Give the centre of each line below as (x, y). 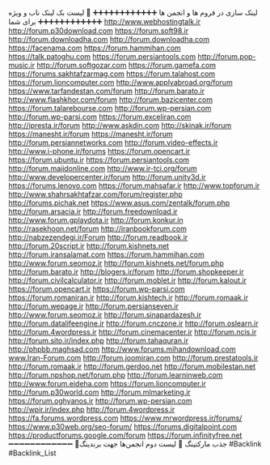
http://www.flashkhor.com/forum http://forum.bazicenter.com (110, 100)
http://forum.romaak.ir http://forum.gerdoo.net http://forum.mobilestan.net (132, 366)
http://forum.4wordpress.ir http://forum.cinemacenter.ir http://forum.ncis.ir (133, 332)
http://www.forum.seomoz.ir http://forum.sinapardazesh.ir (105, 315)
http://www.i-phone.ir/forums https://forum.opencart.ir (99, 151)
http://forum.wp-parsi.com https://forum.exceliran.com (100, 117)
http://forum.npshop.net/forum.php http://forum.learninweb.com (116, 375)
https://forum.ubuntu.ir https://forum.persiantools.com (99, 160)
